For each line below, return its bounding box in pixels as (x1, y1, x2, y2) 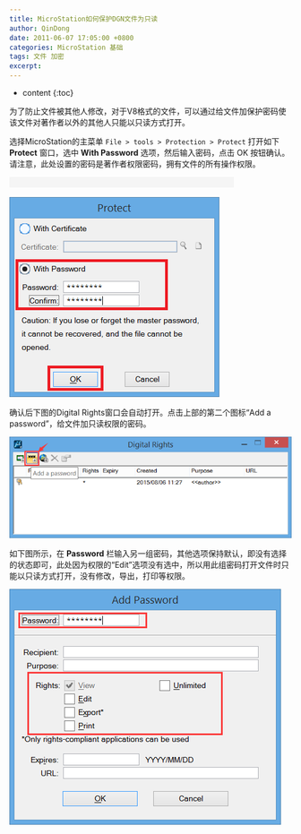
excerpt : (9, 62, 42, 71)
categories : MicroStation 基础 (9, 43, 124, 52)
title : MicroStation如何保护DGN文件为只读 (9, 14, 159, 23)
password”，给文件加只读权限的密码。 (9, 418, 151, 429)
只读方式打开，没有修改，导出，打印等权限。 (24, 571, 190, 581)
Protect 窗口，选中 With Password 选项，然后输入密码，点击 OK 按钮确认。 (9, 148, 290, 158)
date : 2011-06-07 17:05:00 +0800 (9, 33, 134, 42)
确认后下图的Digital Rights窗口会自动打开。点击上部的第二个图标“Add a (9, 408, 271, 417)
